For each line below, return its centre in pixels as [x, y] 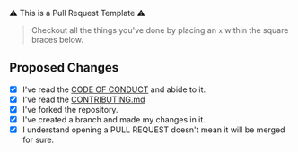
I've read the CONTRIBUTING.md [83, 99]
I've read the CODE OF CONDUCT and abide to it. [114, 89]
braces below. [57, 40]
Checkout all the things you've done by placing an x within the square [160, 30]
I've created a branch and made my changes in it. [114, 119]
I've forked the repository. [70, 109]
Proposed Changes [64, 68]
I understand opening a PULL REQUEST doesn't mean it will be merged [153, 130]
